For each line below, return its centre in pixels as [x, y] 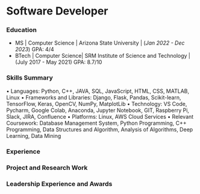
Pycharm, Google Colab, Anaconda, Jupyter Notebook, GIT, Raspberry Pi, [98, 110]
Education [22, 30]
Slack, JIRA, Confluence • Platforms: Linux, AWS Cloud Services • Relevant [100, 116]
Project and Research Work [47, 167]
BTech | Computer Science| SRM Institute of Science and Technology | [103, 56]
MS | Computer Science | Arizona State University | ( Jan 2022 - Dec [100, 43]
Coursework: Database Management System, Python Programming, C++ [96, 123]
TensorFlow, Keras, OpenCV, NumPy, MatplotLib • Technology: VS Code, [97, 104]
